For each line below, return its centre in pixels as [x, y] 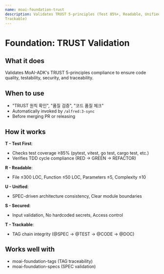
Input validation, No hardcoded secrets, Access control [68, 215]
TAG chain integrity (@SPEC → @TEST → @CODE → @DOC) [73, 234]
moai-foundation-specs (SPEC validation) [54, 266]
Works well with [30, 249]
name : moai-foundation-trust [35, 10]
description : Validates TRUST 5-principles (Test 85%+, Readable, [74, 14]
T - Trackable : [20, 225]
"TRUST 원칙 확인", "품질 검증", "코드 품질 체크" [58, 106]
